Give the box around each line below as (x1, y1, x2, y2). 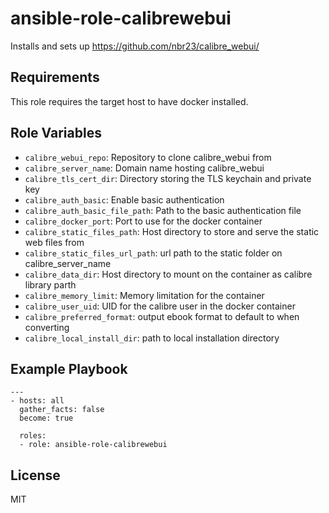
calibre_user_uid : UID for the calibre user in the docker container (24, 300, 296, 312)
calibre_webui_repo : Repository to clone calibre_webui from (24, 151, 272, 163)
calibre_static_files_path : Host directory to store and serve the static (24, 225, 320, 237)
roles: (19, 431, 47, 441)
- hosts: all (10, 396, 65, 406)
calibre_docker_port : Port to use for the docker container (24, 215, 263, 227)
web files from (24, 236, 85, 248)
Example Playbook (10, 360, 128, 377)
